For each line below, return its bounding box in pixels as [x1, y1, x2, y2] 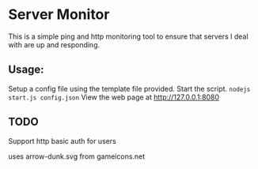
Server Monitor [8, 6, 110, 24]
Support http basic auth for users [8, 136, 116, 145]
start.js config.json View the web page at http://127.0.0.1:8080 [8, 92, 220, 102]
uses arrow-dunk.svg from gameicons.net [8, 152, 146, 161]
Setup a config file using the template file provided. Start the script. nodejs [8, 84, 251, 93]
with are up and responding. [8, 39, 101, 49]
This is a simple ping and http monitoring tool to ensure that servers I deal [8, 32, 249, 41]
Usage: [8, 63, 45, 77]
